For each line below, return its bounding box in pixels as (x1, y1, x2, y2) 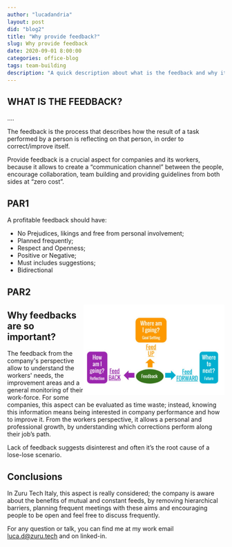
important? (7, 332, 57, 343)
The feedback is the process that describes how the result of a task (7, 128, 200, 136)
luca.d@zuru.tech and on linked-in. (7, 532, 107, 540)
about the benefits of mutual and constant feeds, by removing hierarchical (7, 497, 219, 505)
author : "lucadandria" (7, 11, 72, 18)
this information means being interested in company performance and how (7, 408, 220, 416)
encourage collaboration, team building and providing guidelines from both (7, 170, 220, 179)
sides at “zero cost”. (7, 177, 64, 186)
